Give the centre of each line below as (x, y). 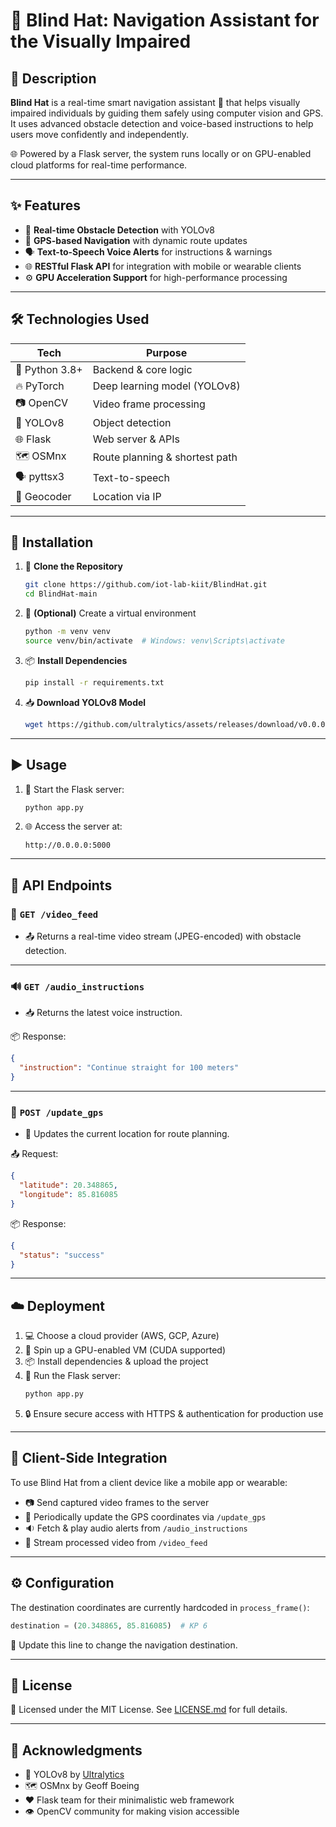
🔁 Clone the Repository (73, 566)
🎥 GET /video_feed (54, 914)
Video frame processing (149, 404)
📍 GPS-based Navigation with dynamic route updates (136, 240)
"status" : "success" (62, 1255)
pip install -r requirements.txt (94, 682)
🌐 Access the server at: (73, 826)
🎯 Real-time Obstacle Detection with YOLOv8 (120, 230)
